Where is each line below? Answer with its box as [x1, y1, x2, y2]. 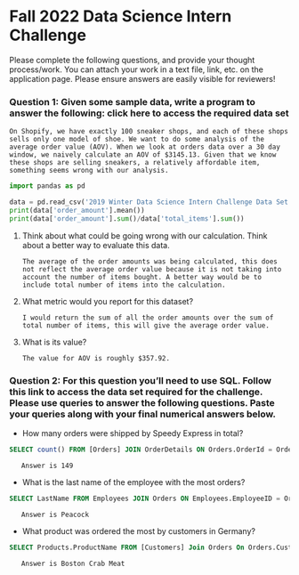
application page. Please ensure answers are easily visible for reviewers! [9, 73, 276, 84]
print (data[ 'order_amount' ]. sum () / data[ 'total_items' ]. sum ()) [9, 214, 245, 223]
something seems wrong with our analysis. [9, 166, 169, 175]
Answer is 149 [20, 461, 74, 470]
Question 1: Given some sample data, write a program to [9, 95, 256, 108]
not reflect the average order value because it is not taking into [21, 264, 282, 273]
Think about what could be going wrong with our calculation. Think [21, 230, 268, 241]
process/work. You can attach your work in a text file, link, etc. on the [9, 64, 264, 75]
